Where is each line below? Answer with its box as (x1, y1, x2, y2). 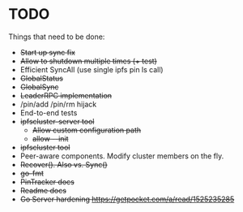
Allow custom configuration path (32, 125, 142, 135)
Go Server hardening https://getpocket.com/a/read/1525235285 (19, 194, 235, 204)
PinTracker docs (19, 176, 75, 187)
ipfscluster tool (19, 142, 70, 152)
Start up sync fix (19, 47, 75, 57)
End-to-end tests (19, 107, 78, 118)
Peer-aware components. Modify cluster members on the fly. (19, 151, 224, 161)
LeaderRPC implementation (19, 90, 112, 100)
